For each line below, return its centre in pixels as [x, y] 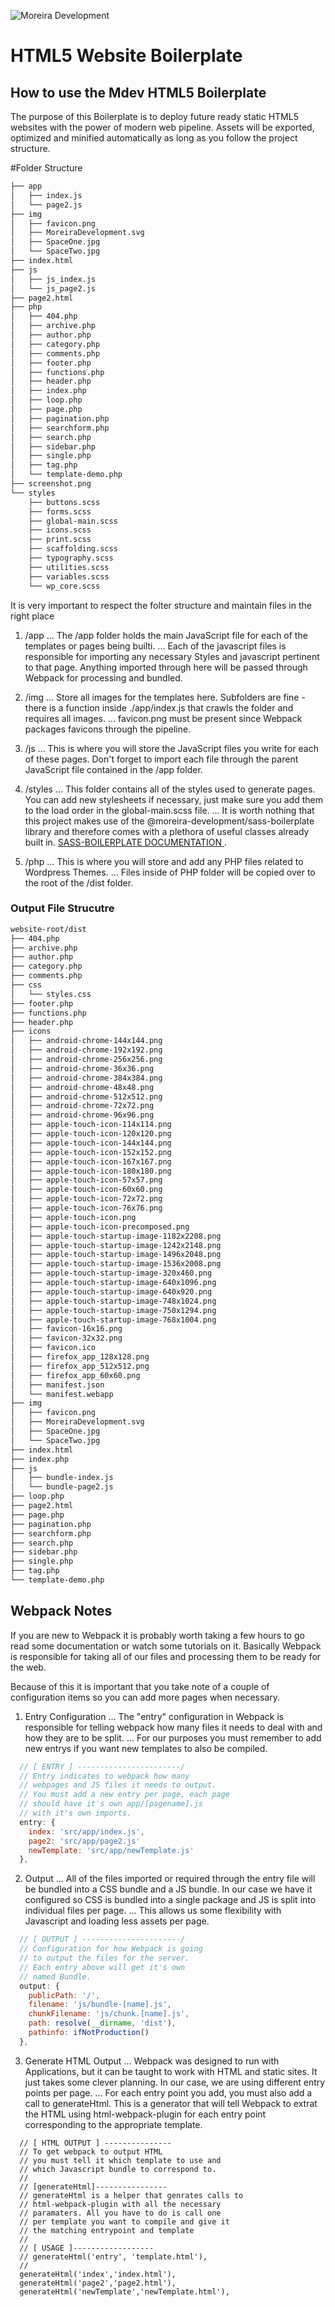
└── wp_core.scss [64, 586]
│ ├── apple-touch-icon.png [73, 1217]
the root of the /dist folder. [79, 882]
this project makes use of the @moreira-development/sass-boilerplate [169, 821]
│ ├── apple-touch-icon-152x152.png [91, 1152]
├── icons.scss [60, 530]
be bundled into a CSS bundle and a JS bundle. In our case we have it [168, 1889]
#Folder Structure [46, 168]
